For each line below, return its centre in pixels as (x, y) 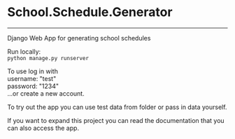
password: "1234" (33, 86)
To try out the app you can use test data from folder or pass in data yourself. (117, 107)
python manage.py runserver (48, 58)
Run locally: (24, 51)
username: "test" (32, 78)
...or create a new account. (46, 93)
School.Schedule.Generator (90, 12)
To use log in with (33, 71)
